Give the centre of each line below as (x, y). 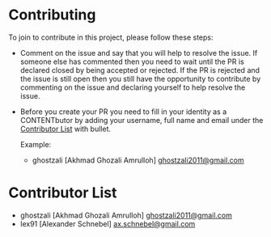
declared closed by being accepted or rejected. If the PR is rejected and (140, 70)
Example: (36, 144)
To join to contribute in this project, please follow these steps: (111, 37)
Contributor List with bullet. (66, 129)
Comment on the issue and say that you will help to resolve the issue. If (139, 53)
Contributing (52, 15)
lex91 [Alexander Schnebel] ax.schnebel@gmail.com (108, 223)
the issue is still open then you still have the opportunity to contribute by (140, 78)
